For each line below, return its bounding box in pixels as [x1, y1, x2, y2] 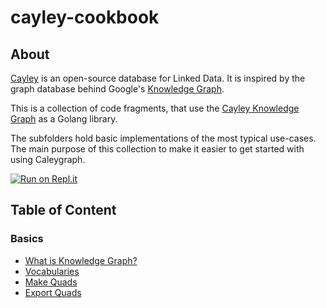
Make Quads [24, 276, 78, 288]
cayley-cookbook [10, 6, 160, 29]
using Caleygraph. [10, 154, 86, 165]
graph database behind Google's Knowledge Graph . [10, 83, 225, 95]
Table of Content [10, 202, 117, 219]
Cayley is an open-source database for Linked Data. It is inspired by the [10, 72, 306, 84]
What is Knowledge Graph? [24, 254, 138, 266]
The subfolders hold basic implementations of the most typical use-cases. [10, 132, 317, 144]
